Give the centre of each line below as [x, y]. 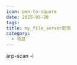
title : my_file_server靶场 [38, 28]
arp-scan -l [20, 56]
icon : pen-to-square [32, 12]
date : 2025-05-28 [28, 17]
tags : [13, 22]
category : [18, 34]
